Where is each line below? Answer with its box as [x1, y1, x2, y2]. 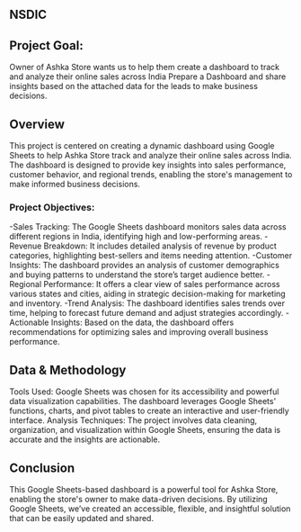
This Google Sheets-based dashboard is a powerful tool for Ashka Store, [9, 483, 279, 494]
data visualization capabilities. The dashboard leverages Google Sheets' [9, 396, 277, 407]
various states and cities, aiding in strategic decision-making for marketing [9, 288, 286, 300]
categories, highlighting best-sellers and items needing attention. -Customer [9, 250, 293, 261]
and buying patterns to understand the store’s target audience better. [9, 269, 265, 280]
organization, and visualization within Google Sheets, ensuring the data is [9, 425, 281, 436]
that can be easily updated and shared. [9, 512, 155, 523]
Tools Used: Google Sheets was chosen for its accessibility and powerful [9, 386, 279, 397]
